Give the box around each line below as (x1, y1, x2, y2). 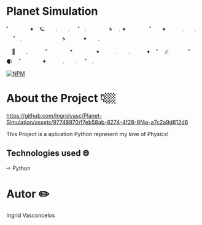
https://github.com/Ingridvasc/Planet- (6, 112, 103, 119)
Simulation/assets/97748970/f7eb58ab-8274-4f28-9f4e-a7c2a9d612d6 (6, 118, 188, 126)
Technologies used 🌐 (6, 148, 90, 159)
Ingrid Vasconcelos (6, 212, 55, 219)
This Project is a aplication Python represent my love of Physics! (6, 130, 169, 137)
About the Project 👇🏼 (6, 91, 116, 105)
